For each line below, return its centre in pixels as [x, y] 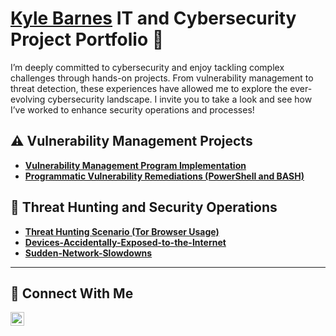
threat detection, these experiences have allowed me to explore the [149, 88]
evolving [28, 99]
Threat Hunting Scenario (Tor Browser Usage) [122, 231]
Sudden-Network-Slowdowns [88, 253]
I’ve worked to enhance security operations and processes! [132, 109]
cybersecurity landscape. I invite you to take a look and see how [180, 99]
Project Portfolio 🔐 [87, 39]
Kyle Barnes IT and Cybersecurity [153, 18]
